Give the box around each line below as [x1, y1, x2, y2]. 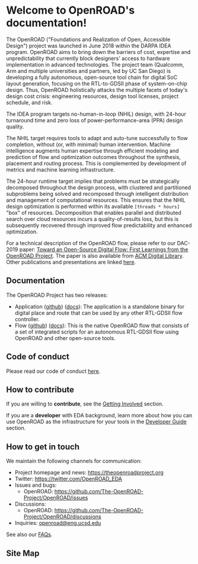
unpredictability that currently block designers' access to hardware [6, 55, 170, 62]
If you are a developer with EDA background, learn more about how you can [6, 412, 193, 419]
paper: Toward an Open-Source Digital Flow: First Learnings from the [19, 246, 189, 253]
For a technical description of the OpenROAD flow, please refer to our [6, 239, 176, 246]
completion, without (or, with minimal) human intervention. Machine [6, 141, 171, 148]
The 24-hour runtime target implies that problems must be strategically [6, 178, 180, 185]
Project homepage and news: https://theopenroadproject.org [14, 469, 164, 476]
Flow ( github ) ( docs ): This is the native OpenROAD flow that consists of [14, 322, 189, 329]
